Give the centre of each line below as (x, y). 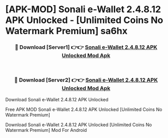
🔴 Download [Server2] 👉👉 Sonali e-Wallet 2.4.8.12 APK (86, 80)
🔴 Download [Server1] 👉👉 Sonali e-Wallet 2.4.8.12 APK (86, 47)
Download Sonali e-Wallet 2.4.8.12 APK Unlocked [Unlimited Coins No (79, 125)
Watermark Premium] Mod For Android (46, 130)
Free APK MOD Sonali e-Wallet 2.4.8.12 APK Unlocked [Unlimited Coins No (84, 109)
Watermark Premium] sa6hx (67, 31)
